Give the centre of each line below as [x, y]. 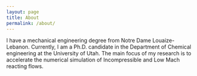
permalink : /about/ [31, 23]
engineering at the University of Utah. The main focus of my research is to [99, 54]
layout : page [23, 12]
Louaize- [163, 41]
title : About [23, 18]
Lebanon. [18, 47]
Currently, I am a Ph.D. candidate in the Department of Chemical [111, 47]
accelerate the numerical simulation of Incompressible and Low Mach [93, 60]
